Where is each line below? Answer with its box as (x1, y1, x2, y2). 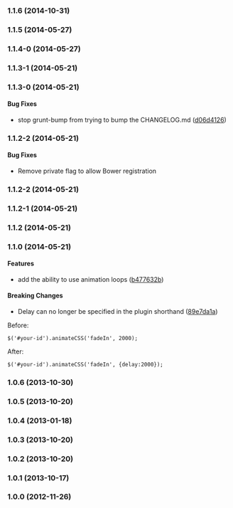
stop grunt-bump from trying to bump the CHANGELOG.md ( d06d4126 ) (17, 115, 227, 124)
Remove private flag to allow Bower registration (17, 166, 157, 175)
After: (7, 347, 24, 356)
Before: (7, 321, 29, 329)
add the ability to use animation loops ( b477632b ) (17, 275, 164, 283)
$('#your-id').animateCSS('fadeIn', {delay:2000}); (7, 361, 163, 369)
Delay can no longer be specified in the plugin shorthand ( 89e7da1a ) (17, 307, 218, 316)
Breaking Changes (7, 291, 63, 300)
